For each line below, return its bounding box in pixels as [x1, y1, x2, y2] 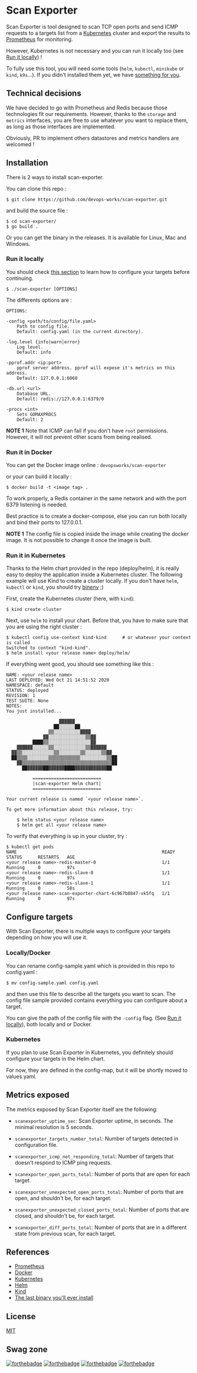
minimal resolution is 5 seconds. [14, 1123, 93, 1130]
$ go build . [6, 223, 38, 230]
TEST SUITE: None [6, 698, 49, 704]
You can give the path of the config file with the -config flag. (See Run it [6, 1014, 182, 1021]
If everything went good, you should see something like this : [6, 660, 155, 668]
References [6, 1247, 50, 1258]
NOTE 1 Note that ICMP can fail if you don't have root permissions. [6, 427, 169, 434]
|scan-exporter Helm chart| [32, 781, 101, 787]
